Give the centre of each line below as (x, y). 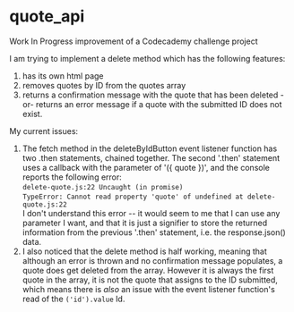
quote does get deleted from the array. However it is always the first (148, 270)
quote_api (47, 17)
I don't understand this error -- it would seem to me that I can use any (151, 213)
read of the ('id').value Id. (73, 299)
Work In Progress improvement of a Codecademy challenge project (134, 41)
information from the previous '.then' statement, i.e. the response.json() (154, 232)
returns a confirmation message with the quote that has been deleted (150, 95)
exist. (32, 114)
